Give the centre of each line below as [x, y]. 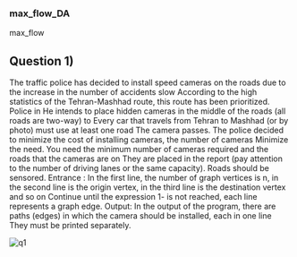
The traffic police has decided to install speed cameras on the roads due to [148, 82]
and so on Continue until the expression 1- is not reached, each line [133, 197]
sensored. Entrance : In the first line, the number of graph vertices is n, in [144, 178]
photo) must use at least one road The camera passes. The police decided [147, 130]
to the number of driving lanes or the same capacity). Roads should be [140, 168]
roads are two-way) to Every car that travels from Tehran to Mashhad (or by [149, 121]
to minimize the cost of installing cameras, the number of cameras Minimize [149, 140]
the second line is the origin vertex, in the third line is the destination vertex [148, 187]
